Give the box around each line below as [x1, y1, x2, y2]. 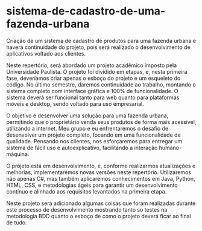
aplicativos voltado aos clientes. [6, 50, 86, 57]
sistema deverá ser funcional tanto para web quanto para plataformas [6, 94, 180, 101]
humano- [159, 144, 182, 151]
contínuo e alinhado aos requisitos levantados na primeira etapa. [6, 187, 167, 195]
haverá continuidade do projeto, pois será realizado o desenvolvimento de [6, 44, 191, 51]
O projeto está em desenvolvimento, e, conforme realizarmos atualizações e [6, 162, 196, 169]
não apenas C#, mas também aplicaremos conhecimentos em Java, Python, [6, 175, 195, 182]
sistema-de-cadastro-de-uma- [6, 4, 166, 18]
